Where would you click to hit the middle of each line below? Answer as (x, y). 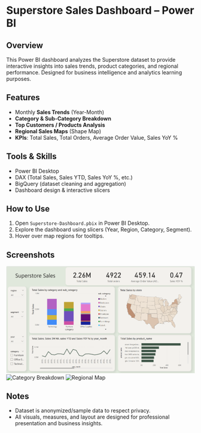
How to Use (28, 209)
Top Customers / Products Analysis (60, 125)
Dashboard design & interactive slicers (63, 190)
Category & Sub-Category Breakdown (63, 118)
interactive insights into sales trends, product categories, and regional (92, 66)
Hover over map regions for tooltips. (60, 236)
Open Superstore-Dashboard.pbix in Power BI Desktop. (82, 223)
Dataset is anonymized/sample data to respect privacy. (83, 411)
